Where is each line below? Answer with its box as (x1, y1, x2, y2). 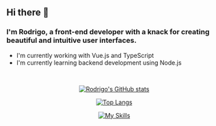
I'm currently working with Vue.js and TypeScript (16, 51, 154, 59)
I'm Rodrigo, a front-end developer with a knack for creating (6, 27, 210, 37)
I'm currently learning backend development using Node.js (16, 59, 182, 67)
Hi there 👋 (6, 7, 49, 18)
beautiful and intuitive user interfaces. (6, 35, 137, 45)
